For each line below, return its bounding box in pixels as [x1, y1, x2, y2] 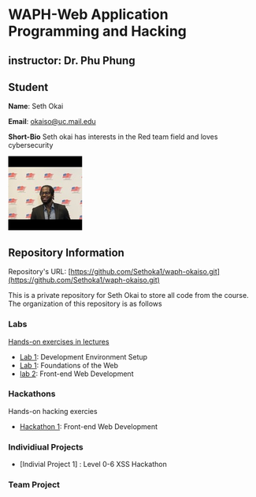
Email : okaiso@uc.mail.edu [8, 117, 96, 126]
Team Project [8, 480, 61, 491]
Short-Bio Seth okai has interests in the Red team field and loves [8, 132, 218, 141]
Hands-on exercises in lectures [8, 337, 109, 346]
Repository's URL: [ [8, 267, 71, 277]
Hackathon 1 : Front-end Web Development [19, 421, 158, 431]
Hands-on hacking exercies [8, 406, 98, 416]
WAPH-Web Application [8, 6, 169, 24]
